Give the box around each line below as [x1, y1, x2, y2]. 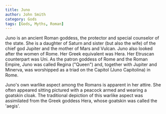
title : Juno [5, 7, 30, 12]
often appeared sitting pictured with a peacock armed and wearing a [5, 87, 147, 93]
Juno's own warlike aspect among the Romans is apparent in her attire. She [5, 82, 161, 88]
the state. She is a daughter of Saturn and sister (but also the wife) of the [5, 40, 156, 46]
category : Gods [5, 16, 37, 21]
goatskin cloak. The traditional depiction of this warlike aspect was [5, 92, 143, 98]
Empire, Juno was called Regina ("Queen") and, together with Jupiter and [5, 61, 157, 67]
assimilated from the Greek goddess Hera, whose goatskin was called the [5, 98, 157, 104]
